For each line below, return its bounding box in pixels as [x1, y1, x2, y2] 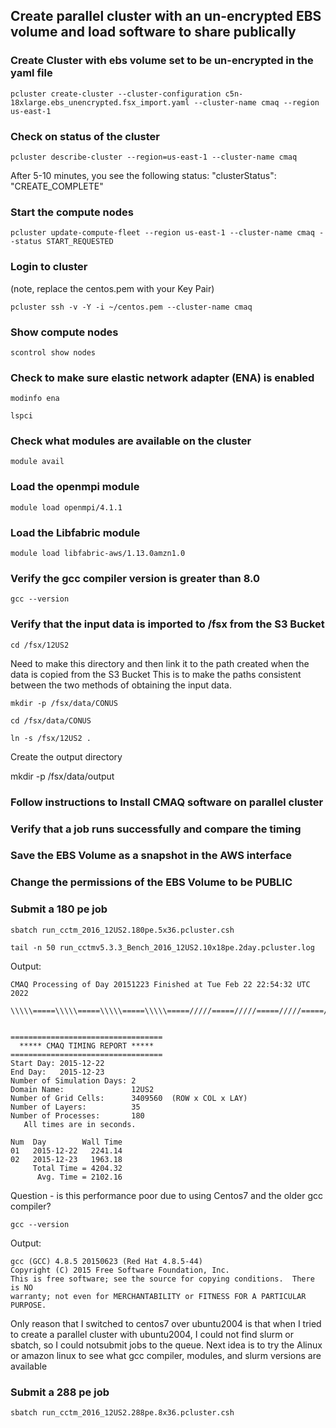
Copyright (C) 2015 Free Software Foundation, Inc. [10, 1265, 230, 1275]
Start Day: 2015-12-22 [10, 1058, 105, 1068]
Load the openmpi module [10, 480, 140, 494]
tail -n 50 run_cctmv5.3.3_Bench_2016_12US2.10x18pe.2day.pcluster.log [10, 942, 315, 953]
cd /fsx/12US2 [10, 640, 70, 650]
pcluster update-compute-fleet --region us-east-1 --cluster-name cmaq [10, 228, 315, 238]
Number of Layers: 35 [10, 1102, 141, 1112]
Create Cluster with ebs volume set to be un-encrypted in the [10, 54, 314, 68]
